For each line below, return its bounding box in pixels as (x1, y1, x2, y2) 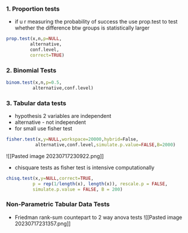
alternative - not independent (14, 119, 86, 126)
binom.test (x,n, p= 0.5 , (6, 80, 62, 86)
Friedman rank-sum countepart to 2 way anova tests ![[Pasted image (14, 214, 183, 221)
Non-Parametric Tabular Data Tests (6, 200, 111, 208)
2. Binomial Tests (6, 66, 57, 74)
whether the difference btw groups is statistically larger (14, 24, 150, 31)
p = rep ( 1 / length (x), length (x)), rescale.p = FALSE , (32, 181, 168, 187)
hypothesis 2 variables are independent (14, 113, 112, 120)
